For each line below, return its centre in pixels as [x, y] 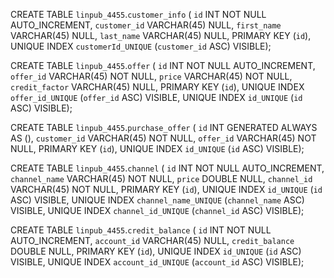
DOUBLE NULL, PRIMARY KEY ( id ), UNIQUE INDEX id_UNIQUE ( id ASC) [156, 251]
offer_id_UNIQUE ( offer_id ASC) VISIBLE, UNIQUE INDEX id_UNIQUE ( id [156, 97]
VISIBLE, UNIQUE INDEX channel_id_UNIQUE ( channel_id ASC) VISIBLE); [157, 210]
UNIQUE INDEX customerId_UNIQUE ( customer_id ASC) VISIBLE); [141, 46]
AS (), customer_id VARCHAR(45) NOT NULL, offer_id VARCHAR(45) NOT [163, 138]
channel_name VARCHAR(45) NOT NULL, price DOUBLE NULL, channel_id [161, 178]
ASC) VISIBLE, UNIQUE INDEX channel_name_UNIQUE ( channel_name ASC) [157, 200]
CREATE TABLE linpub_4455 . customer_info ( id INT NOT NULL [138, 14]
